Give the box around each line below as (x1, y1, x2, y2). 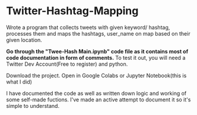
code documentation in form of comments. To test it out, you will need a (6, 54, 186, 61)
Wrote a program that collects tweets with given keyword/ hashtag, (6, 24, 170, 31)
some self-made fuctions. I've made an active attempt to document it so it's (6, 96, 191, 103)
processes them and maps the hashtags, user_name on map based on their (6, 30, 191, 37)
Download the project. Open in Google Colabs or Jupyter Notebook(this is (6, 72, 187, 79)
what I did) (6, 78, 33, 85)
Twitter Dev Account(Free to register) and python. (6, 60, 128, 68)
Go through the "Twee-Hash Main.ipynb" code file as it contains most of (6, 47, 189, 55)
